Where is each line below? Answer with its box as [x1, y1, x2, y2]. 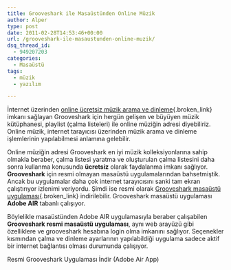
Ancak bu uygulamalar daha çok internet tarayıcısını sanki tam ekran [7, 177, 201, 186]
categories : [7, 55, 41, 62]
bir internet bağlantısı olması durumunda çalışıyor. [7, 242, 148, 250]
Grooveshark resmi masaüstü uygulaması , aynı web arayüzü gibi [7, 220, 195, 228]
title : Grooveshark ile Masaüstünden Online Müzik [7, 10, 155, 17]
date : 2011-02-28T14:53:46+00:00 [7, 29, 103, 37]
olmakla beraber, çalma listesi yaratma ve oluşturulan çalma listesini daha [7, 156, 215, 164]
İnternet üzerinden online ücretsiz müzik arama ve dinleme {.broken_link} [7, 105, 212, 114]
